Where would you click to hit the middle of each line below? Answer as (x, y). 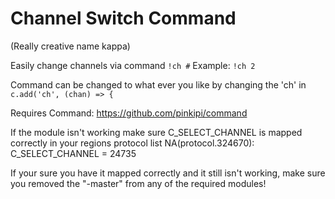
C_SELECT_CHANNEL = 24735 (73, 153)
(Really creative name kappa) (70, 46)
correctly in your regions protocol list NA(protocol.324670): (132, 143)
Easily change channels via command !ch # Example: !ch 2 (133, 65)
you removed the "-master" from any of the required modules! (138, 183)
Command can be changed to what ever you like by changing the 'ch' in (158, 84)
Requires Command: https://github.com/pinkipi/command (129, 113)
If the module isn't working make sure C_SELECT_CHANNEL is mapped (156, 132)
